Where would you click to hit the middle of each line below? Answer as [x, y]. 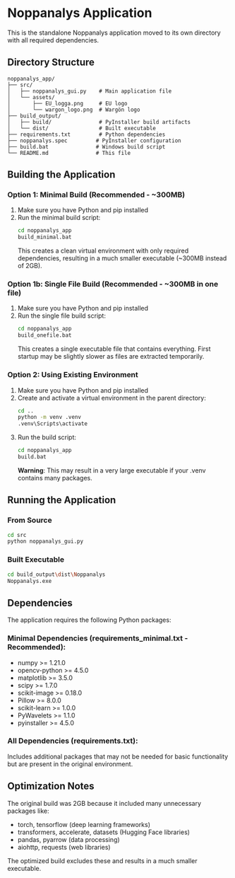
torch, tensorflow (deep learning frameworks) [84, 824]
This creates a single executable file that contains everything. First [114, 349]
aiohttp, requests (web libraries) [64, 847]
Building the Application [61, 175]
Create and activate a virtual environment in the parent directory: [112, 398]
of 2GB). [30, 266]
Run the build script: [47, 437]
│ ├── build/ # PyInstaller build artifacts [99, 122]
